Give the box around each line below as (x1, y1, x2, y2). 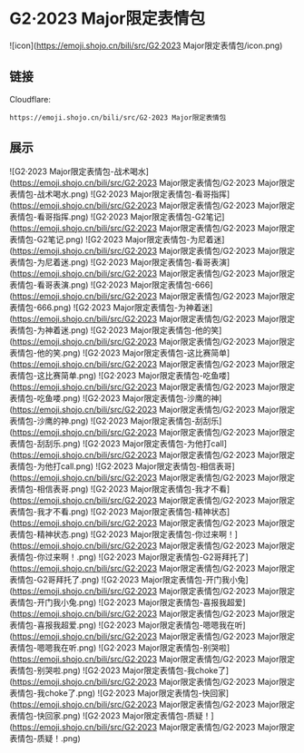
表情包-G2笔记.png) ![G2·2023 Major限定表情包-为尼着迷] (9, 233, 225, 245)
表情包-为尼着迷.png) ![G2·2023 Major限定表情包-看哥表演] (9, 256, 230, 268)
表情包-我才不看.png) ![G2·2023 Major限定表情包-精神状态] (9, 505, 230, 517)
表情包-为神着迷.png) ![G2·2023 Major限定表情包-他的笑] (9, 324, 222, 336)
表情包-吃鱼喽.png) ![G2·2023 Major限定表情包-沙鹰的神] (9, 392, 222, 404)
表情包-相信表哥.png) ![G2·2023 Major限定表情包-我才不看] (9, 483, 230, 494)
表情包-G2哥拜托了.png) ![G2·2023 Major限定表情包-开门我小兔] (9, 573, 250, 585)
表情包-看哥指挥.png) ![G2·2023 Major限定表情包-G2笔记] (9, 210, 225, 222)
